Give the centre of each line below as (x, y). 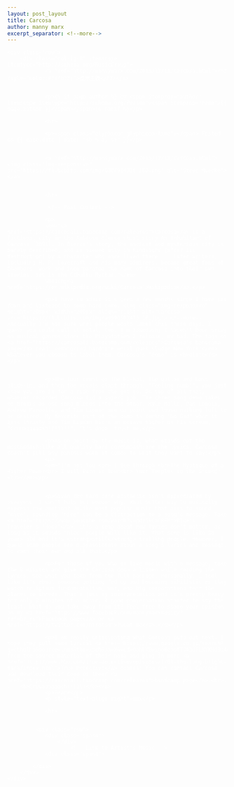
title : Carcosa (29, 20)
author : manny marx (36, 27)
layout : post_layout (37, 14)
